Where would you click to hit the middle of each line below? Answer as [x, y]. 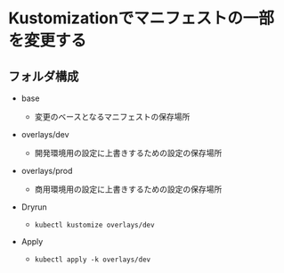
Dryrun [34, 207]
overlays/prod [47, 171]
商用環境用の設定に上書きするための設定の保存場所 [128, 189]
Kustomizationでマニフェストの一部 [142, 18]
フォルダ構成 [44, 76]
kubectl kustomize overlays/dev [94, 225]
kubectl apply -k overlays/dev [93, 260]
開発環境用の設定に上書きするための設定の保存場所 [128, 153]
